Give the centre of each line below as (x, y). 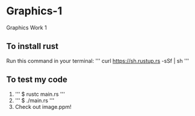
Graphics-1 (34, 11)
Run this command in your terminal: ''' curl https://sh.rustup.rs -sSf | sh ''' (98, 60)
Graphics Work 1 (26, 28)
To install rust (32, 46)
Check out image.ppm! (43, 106)
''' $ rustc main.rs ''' (40, 94)
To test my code (37, 80)
